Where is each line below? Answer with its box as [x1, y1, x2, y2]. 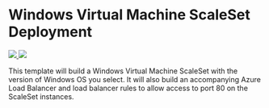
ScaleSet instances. [8, 91, 74, 102]
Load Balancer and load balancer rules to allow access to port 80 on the [8, 83, 249, 93]
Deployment [8, 23, 93, 41]
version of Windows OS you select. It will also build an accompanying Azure [8, 74, 261, 84]
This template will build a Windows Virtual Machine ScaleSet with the [8, 66, 238, 76]
